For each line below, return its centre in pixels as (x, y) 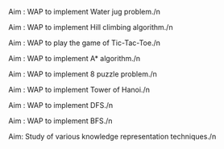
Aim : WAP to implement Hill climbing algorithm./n (91, 27)
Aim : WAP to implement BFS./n (60, 121)
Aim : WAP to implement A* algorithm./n (75, 58)
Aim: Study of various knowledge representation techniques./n (112, 137)
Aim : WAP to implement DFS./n (61, 105)
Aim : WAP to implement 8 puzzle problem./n (83, 74)
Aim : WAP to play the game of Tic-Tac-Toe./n (85, 43)
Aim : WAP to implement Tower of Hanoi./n (79, 89)
